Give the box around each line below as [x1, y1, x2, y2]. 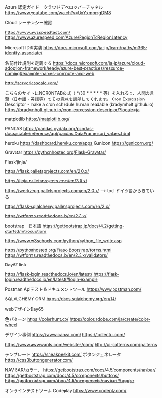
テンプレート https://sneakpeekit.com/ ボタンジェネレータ [5, 351, 121, 357]
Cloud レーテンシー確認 [5, 20, 52, 25]
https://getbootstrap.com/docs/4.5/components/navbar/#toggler [5, 378, 135, 383]
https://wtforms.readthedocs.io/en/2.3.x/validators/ [5, 252, 108, 258]
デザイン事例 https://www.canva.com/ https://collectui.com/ [5, 332, 125, 337]
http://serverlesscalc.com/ [5, 80, 58, 86]
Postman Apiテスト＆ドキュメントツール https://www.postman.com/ [5, 286, 142, 292]
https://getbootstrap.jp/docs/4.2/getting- [42, 223, 125, 229]
